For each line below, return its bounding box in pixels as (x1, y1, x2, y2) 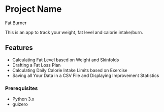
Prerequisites (5, 85, 38, 92)
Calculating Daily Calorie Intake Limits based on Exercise (12, 67, 128, 73)
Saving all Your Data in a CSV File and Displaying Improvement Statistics (12, 73, 159, 78)
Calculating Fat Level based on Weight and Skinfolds (12, 57, 119, 63)
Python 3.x (12, 96, 34, 102)
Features (5, 43, 33, 52)
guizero (12, 101, 28, 107)
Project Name (5, 3, 62, 15)
